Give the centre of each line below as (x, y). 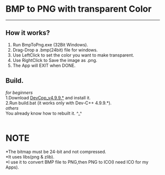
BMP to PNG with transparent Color (79, 9)
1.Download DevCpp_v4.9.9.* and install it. (48, 97)
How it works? (28, 33)
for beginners (19, 92)
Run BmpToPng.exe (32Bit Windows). (50, 44)
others (12, 108)
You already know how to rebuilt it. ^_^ (44, 113)
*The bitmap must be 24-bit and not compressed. (56, 152)
